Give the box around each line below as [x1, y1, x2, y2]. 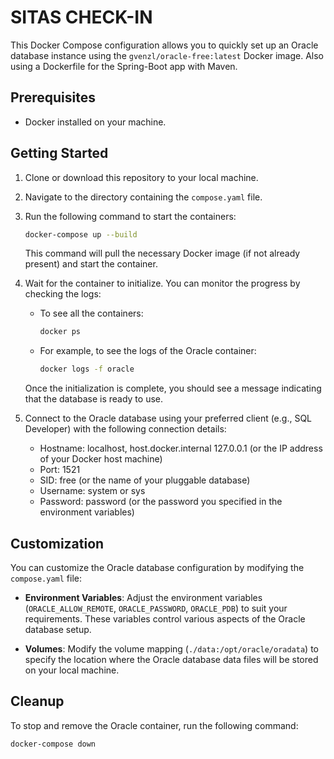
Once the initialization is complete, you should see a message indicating [24, 382, 322, 395]
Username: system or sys [39, 485, 146, 497]
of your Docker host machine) [39, 453, 163, 465]
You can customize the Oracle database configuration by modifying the [10, 562, 305, 573]
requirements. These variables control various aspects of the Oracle [24, 613, 306, 625]
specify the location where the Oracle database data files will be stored [24, 654, 319, 665]
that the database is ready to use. [24, 393, 163, 405]
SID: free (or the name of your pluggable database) [39, 474, 251, 486]
